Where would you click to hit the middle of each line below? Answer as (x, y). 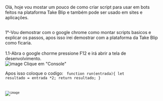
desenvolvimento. (23, 58)
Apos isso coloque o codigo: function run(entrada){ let (65, 73)
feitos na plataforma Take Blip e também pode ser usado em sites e (74, 12)
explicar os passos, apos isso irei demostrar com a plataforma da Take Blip (81, 37)
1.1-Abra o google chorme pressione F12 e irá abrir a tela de (66, 53)
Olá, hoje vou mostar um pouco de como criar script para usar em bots (78, 7)
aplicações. (17, 17)
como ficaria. (19, 43)
